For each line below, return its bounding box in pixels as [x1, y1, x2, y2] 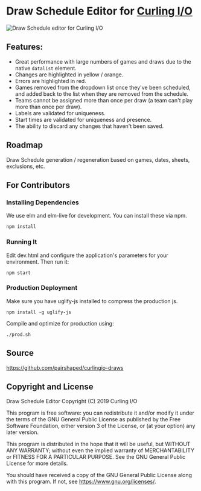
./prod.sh [6, 332, 31, 338]
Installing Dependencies [6, 198, 80, 207]
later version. [6, 429, 39, 436]
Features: [6, 42, 43, 52]
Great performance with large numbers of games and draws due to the [14, 58, 191, 65]
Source [6, 348, 34, 358]
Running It [6, 238, 37, 246]
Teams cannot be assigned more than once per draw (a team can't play [14, 96, 193, 104]
